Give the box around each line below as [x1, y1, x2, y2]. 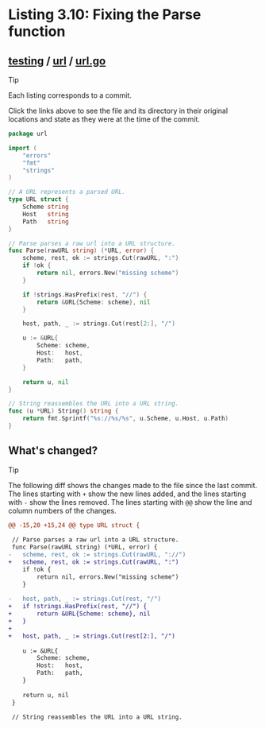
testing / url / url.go [8, 54, 106, 68]
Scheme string [22, 203, 69, 211]
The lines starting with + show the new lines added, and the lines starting [8, 489, 247, 498]
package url [8, 130, 48, 138]
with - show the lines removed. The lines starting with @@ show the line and [8, 497, 252, 506]
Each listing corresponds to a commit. [8, 91, 132, 100]
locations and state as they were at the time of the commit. [8, 114, 201, 124]
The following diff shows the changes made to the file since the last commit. [8, 480, 258, 490]
